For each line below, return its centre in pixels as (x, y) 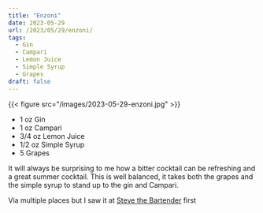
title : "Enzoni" (35, 15)
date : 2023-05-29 (37, 23)
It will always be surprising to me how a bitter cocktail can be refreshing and (132, 168)
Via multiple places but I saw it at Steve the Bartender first (102, 200)
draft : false (30, 81)
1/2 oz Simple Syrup (52, 144)
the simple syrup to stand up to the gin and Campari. (93, 185)
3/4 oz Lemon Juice (52, 136)
